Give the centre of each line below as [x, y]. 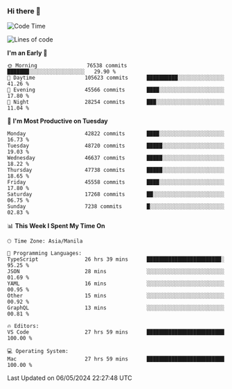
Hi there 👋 [24, 11]
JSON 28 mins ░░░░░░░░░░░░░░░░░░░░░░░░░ [116, 272]
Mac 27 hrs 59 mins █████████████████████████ [116, 359]
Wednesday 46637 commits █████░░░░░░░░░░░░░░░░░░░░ [116, 158]
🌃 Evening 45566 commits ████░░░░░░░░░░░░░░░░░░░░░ [116, 90]
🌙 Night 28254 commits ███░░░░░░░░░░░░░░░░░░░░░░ [116, 102]
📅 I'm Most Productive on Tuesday [58, 121]
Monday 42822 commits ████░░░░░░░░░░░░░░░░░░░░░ [116, 134]
